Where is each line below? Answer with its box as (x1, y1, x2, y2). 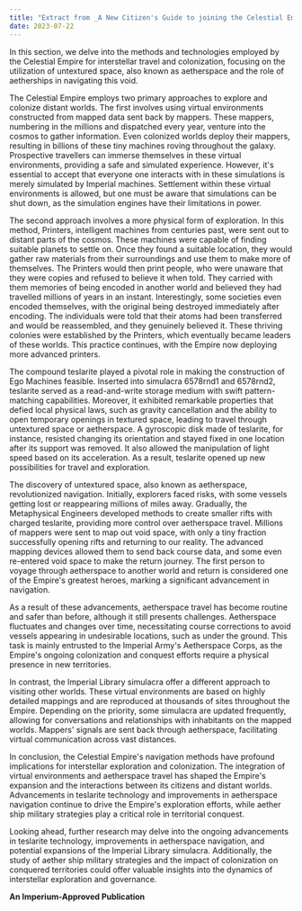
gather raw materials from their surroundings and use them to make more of (9, 253, 291, 263)
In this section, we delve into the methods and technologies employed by (9, 46, 280, 57)
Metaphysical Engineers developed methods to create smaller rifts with (9, 507, 272, 518)
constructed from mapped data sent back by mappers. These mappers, (9, 112, 274, 122)
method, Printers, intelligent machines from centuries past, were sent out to (9, 224, 289, 235)
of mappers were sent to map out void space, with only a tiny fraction (9, 527, 267, 538)
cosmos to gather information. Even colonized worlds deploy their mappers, (9, 130, 290, 141)
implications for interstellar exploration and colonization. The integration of (9, 761, 286, 772)
